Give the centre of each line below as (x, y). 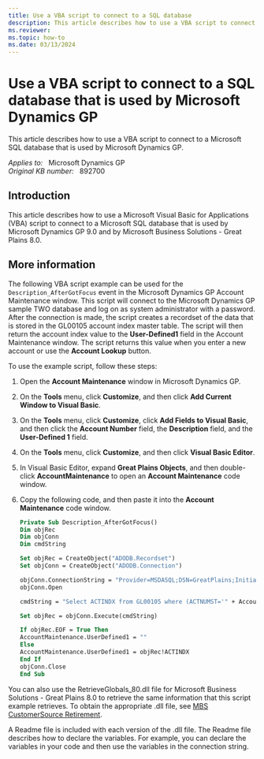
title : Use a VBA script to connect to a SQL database (100, 15)
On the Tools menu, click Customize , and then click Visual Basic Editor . (137, 452)
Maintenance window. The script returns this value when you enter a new (127, 342)
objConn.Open (41, 587)
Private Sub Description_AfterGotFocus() (89, 522)
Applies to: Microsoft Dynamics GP (67, 163)
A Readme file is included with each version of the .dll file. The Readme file (130, 729)
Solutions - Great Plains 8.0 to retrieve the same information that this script (130, 698)
